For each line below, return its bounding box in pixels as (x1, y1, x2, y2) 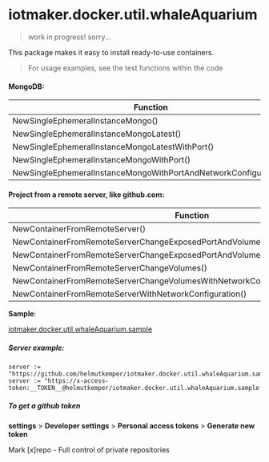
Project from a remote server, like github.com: (8, 190, 165, 199)
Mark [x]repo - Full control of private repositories (8, 445, 170, 455)
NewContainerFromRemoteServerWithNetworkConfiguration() (12, 288, 247, 299)
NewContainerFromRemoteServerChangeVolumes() (12, 263, 208, 274)
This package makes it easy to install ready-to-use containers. (8, 47, 215, 57)
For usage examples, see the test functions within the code (27, 62, 223, 73)
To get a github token (8, 400, 81, 410)
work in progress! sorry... (27, 32, 111, 42)
